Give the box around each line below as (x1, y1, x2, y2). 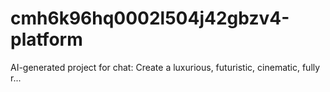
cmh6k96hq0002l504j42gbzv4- (10, 7, 290, 30)
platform (10, 28, 83, 51)
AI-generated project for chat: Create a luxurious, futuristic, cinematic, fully (10, 61, 321, 73)
